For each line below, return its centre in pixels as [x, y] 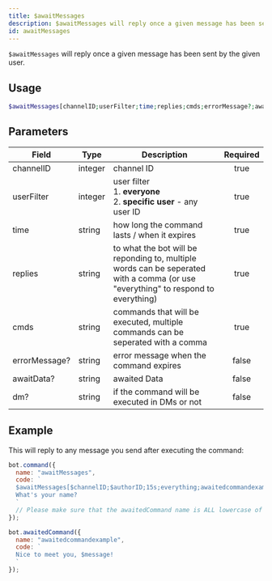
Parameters [38, 131]
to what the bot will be [155, 248]
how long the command [158, 225]
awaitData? [34, 379]
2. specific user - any [155, 201]
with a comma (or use [154, 278]
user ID [127, 211]
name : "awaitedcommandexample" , [70, 540]
